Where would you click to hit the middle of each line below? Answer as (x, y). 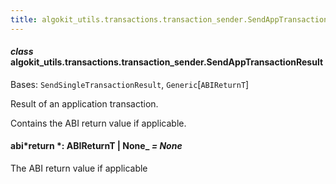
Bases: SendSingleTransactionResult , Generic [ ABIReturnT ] (130, 84)
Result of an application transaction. (84, 103)
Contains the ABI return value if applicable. (98, 123)
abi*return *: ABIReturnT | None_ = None (96, 146)
